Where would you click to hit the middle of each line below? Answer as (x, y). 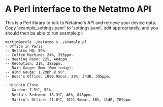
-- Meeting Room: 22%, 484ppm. (37, 59)
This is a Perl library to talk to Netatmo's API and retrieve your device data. (81, 23)
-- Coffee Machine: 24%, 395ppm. (39, 55)
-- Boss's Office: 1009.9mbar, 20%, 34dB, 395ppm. (58, 76)
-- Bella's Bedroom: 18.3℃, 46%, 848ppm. (49, 95)
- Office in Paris (24, 46)
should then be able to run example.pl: (44, 33)
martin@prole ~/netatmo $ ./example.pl (46, 42)
